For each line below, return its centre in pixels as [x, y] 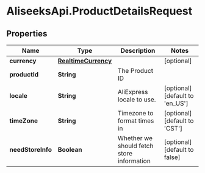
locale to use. [137, 100]
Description [138, 51]
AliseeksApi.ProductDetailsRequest [99, 11]
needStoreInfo [31, 150]
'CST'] [173, 128]
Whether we [135, 138]
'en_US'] [176, 103]
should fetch [136, 146]
